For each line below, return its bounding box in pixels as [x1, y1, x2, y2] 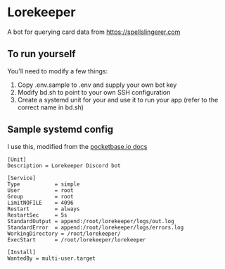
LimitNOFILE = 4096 [7, 199, 74, 206]
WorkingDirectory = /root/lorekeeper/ [7, 230, 121, 237]
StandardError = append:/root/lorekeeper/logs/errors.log [7, 224, 184, 231]
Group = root [7, 193, 74, 200]
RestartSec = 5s [7, 211, 68, 219]
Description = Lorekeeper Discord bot [7, 162, 121, 169]
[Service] [7, 174, 37, 181]
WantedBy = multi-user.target [7, 255, 96, 262]
